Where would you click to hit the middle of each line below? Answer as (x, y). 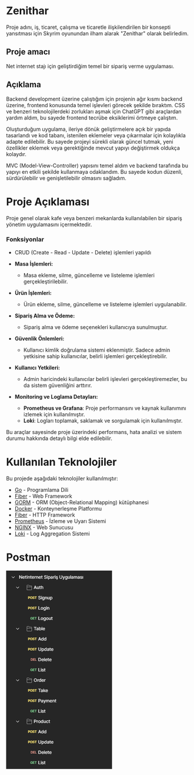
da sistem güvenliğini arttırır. (58, 385)
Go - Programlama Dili (41, 489)
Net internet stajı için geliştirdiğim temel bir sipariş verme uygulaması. (90, 66)
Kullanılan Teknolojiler (61, 462)
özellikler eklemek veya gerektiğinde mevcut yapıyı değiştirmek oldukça (93, 148)
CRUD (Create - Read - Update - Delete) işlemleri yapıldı (83, 252)
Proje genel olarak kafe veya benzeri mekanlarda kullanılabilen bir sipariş (94, 218)
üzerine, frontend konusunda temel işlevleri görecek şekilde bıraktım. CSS (96, 105)
